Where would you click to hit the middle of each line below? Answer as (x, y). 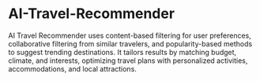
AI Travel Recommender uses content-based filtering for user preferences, (130, 35)
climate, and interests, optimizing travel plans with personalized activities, (128, 61)
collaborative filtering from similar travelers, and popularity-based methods (130, 43)
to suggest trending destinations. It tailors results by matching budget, (122, 52)
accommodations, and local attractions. (72, 68)
